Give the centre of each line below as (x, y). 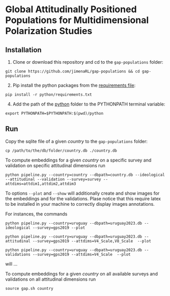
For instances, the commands (36, 214)
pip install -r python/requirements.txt (49, 95)
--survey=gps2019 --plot (59, 228)
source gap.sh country (29, 288)
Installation (23, 50)
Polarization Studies (49, 31)
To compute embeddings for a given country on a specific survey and (78, 160)
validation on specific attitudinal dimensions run (55, 165)
